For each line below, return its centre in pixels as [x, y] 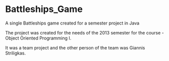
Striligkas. [16, 53]
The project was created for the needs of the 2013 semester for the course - [84, 32]
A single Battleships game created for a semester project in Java [72, 23]
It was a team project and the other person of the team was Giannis [75, 47]
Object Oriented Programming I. [38, 38]
